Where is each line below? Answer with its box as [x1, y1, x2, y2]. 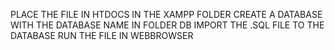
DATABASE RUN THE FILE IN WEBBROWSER [10, 30, 194, 41]
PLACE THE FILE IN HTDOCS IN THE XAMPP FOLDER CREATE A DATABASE [10, 9, 323, 20]
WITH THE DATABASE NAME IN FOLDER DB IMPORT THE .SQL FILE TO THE [10, 19, 325, 31]
